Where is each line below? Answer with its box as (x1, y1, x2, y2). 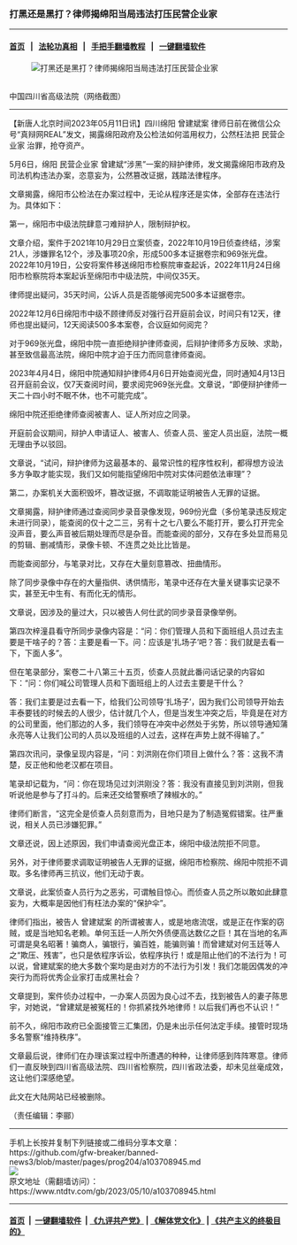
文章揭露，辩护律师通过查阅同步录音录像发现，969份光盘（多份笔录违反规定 (9, 506, 287, 517)
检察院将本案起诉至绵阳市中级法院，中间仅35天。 (24, 270, 205, 281)
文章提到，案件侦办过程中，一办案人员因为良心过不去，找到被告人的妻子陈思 (9, 990, 288, 1001)
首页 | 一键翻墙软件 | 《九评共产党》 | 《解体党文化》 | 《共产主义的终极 (9, 1215, 274, 1226)
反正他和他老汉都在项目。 (24, 759, 118, 770)
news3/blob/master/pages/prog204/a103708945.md (9, 1157, 202, 1167)
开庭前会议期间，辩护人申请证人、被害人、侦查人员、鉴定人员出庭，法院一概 (9, 427, 288, 438)
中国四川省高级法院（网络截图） (9, 90, 126, 101)
